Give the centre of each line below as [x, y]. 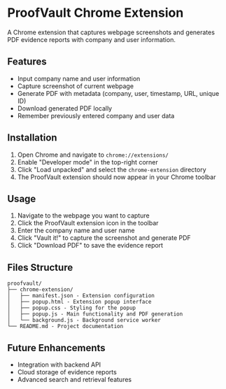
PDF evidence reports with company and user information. [92, 39]
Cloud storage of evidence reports [67, 372]
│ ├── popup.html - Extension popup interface [79, 302]
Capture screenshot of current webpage [76, 86]
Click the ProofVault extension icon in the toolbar [88, 223]
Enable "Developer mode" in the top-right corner [88, 162]
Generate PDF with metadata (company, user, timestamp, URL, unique [118, 93]
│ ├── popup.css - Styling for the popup [72, 308]
